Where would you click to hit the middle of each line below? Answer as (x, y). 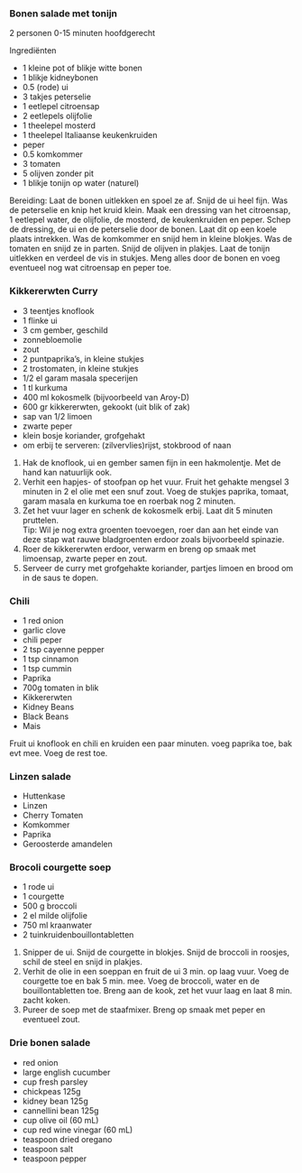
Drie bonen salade (50, 1043)
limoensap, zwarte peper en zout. (85, 559)
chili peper (42, 640)
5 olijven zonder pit (58, 173)
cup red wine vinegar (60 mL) (78, 1130)
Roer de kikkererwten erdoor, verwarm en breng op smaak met (139, 549)
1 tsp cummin (47, 668)
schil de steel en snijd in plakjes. (82, 962)
